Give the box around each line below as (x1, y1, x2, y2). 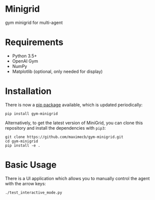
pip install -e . (5, 143, 41, 148)
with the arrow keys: (5, 180, 46, 186)
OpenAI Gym (12, 58, 38, 64)
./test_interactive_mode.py (5, 190, 63, 195)
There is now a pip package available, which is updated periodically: (5, 102, 143, 108)
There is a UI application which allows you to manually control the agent (5, 175, 150, 181)
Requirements (5, 37, 64, 48)
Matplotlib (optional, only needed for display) (12, 68, 103, 74)
